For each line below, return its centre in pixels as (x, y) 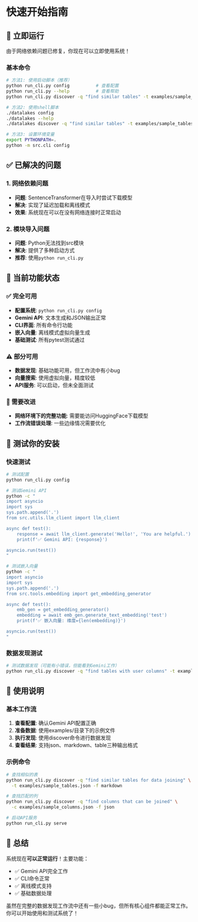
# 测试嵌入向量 (22, 567)
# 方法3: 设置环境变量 (30, 134)
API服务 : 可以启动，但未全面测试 (54, 385)
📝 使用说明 (25, 691)
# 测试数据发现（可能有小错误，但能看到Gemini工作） (63, 666)
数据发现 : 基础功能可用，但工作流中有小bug (67, 370)
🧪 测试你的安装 (33, 444)
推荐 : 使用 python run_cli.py (49, 258)
